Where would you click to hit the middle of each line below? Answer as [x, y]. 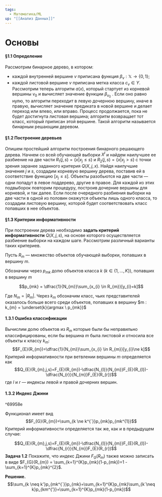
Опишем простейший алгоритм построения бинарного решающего [75, 149]
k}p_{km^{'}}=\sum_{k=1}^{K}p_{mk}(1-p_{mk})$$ [81, 489]
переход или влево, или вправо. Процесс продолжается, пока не [80, 111]
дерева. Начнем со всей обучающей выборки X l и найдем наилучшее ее [81, 154]
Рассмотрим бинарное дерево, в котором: [49, 67]
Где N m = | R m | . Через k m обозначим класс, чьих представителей [73, 296]
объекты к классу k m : [27, 341]
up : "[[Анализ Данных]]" [30, 18]
